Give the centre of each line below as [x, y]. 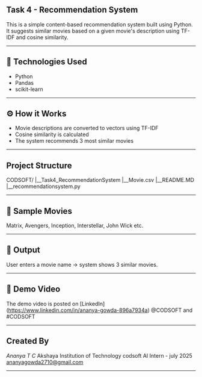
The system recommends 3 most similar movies [74, 141]
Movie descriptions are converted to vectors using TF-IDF [87, 128]
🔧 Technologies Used [47, 62]
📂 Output [23, 250]
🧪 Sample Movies [39, 211]
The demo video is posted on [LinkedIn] [56, 304]
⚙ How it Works [36, 114]
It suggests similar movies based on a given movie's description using [93, 31]
